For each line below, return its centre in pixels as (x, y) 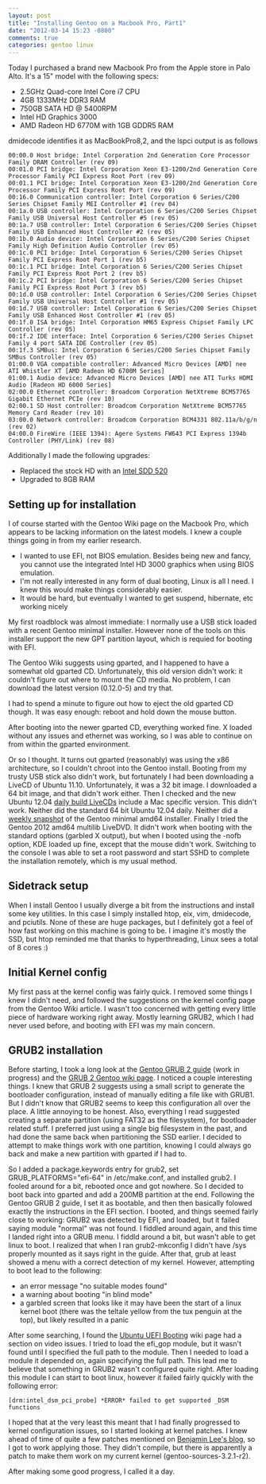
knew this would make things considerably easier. (101, 589)
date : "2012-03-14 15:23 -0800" (62, 30)
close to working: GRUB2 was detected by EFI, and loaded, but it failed (124, 1220)
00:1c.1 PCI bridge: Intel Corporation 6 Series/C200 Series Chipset (126, 267)
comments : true (33, 38)
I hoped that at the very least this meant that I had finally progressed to (124, 1422)
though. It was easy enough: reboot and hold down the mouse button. (122, 712)
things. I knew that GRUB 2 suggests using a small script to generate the (127, 1086)
